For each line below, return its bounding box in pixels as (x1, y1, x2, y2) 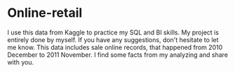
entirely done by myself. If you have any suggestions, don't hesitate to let (7, 35, 219, 44)
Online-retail (7, 5, 83, 21)
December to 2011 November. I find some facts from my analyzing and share (7, 51, 228, 59)
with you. (7, 58, 34, 66)
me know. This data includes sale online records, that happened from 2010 (7, 43, 223, 51)
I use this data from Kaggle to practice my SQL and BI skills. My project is (7, 28, 220, 36)
